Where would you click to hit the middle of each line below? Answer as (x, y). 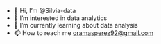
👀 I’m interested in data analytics (60, 18)
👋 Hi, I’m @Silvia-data (45, 11)
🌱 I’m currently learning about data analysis (76, 25)
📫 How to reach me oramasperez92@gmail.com (84, 33)
